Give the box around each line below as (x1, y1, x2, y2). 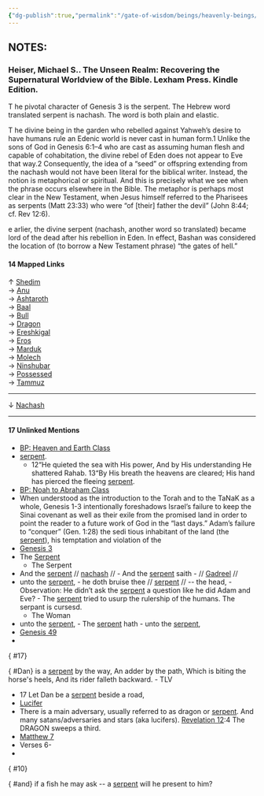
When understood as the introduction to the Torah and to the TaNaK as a (19, 493, 255, 503)
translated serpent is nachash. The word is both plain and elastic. (8, 110, 219, 120)
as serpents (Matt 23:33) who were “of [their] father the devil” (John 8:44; (8, 201, 249, 210)
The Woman (31, 610, 71, 619)
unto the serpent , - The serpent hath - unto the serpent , (19, 619, 201, 628)
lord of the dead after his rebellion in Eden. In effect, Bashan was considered (8, 233, 256, 243)
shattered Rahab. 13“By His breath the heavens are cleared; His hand (31, 468, 255, 478)
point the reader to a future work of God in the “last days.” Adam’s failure (19, 518, 255, 528)
